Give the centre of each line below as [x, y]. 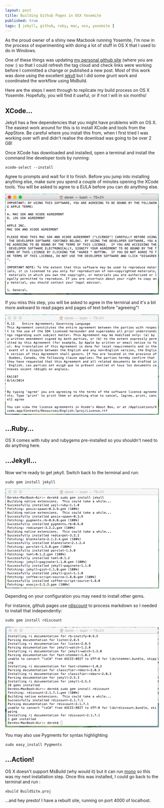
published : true [21, 20]
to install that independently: [34, 611]
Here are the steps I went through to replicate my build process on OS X [77, 90]
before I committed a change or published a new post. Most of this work [78, 70]
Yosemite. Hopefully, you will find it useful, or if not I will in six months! [76, 96]
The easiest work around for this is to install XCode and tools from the [75, 128]
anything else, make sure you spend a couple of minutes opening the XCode [82, 182]
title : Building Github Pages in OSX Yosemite [53, 15]
